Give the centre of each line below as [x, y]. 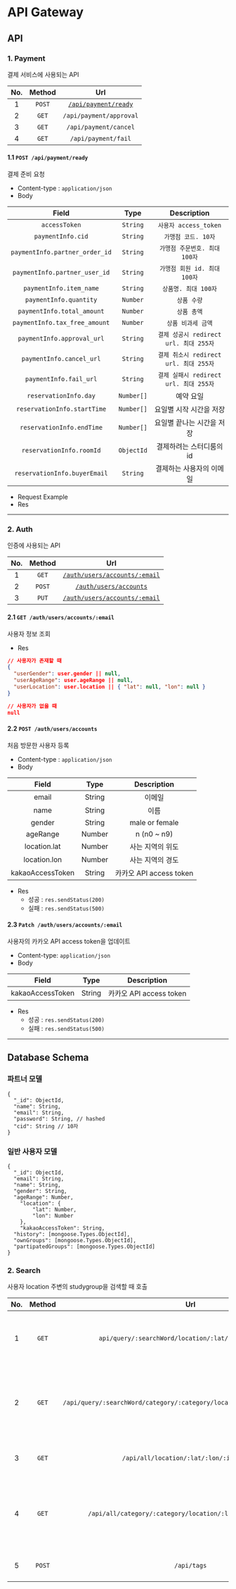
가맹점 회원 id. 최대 [189, 269]
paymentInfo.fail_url [61, 379]
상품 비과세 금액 [190, 323]
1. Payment [26, 58]
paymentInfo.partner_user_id [61, 273]
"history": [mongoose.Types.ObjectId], [72, 1234]
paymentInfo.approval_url [61, 339]
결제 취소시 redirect [190, 355]
